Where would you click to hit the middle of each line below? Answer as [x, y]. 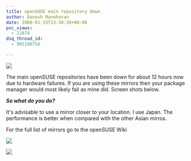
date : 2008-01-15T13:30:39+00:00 [47, 22]
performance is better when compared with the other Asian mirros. [86, 118]
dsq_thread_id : [25, 39]
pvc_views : [19, 28]
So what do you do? [31, 101]
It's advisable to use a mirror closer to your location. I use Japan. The [90, 112]
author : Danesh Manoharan [37, 17]
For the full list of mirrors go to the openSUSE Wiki [67, 129]
